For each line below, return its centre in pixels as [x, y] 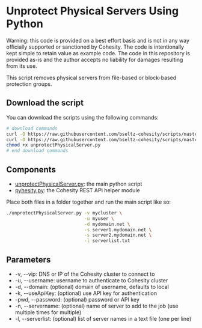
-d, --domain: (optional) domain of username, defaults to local [92, 287]
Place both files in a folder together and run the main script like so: [89, 202]
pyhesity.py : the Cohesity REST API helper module [77, 190]
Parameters [29, 260]
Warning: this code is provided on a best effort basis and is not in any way [98, 40]
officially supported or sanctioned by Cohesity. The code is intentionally [95, 47]
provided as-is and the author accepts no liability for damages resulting [95, 59]
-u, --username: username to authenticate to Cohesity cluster [91, 280]
